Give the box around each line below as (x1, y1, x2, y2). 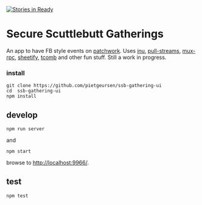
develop (6, 109, 38, 120)
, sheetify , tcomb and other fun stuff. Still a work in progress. (15, 54, 167, 61)
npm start (6, 148, 32, 155)
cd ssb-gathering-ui (6, 88, 61, 94)
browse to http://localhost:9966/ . (6, 159, 89, 167)
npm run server (6, 126, 45, 132)
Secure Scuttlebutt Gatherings (6, 27, 164, 41)
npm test (6, 192, 29, 199)
